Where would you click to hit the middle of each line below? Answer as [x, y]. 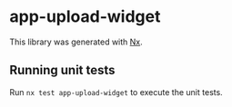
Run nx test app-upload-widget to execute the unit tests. [116, 92]
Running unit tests [62, 70]
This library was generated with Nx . [76, 42]
